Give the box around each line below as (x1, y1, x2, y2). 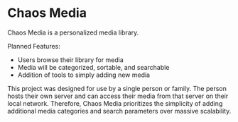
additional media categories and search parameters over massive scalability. (7, 106, 232, 115)
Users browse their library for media (17, 55, 124, 64)
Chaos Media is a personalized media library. (7, 28, 139, 37)
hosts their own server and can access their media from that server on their (7, 92, 229, 100)
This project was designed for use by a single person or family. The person (7, 84, 227, 92)
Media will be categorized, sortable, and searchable (17, 63, 170, 71)
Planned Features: (7, 42, 60, 50)
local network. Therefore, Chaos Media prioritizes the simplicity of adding (7, 99, 223, 107)
